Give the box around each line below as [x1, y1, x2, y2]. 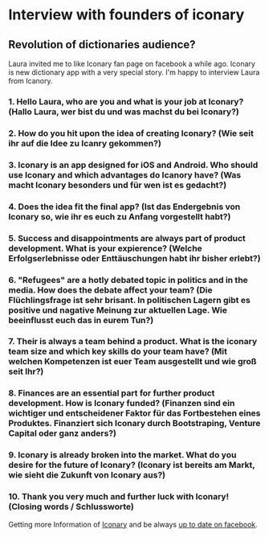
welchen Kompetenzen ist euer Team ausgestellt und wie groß [8, 356, 257, 367]
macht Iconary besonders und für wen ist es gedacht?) [8, 179, 227, 191]
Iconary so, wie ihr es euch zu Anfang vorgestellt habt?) [8, 211, 231, 222]
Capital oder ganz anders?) [8, 428, 116, 439]
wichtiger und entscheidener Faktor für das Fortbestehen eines [8, 408, 261, 419]
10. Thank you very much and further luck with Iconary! [8, 491, 230, 502]
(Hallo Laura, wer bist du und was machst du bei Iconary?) [8, 106, 239, 117]
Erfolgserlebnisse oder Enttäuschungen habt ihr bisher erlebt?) [8, 252, 261, 264]
